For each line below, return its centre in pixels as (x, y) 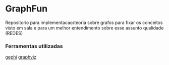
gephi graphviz (21, 57)
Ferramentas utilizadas (34, 46)
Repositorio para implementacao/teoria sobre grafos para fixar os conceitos (84, 22)
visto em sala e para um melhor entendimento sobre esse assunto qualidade (84, 27)
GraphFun (26, 9)
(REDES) (14, 33)
